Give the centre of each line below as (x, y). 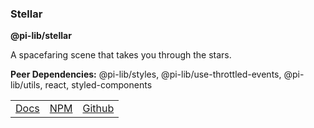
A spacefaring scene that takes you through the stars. (121, 55)
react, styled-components (98, 85)
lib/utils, (26, 85)
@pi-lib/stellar (41, 36)
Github (98, 109)
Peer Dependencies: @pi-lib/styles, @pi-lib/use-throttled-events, (146, 74)
